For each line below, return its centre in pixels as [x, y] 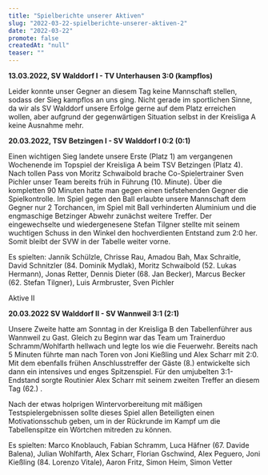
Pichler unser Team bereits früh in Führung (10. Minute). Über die [115, 182]
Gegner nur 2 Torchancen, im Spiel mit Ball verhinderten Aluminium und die [132, 207]
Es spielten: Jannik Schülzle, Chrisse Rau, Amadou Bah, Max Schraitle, [125, 257]
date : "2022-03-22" [41, 30]
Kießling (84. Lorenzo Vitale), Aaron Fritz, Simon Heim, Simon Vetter [120, 462]
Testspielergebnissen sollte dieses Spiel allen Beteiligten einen [111, 413]
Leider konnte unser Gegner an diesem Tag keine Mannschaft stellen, [123, 91]
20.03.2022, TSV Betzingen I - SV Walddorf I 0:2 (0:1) [100, 141]
